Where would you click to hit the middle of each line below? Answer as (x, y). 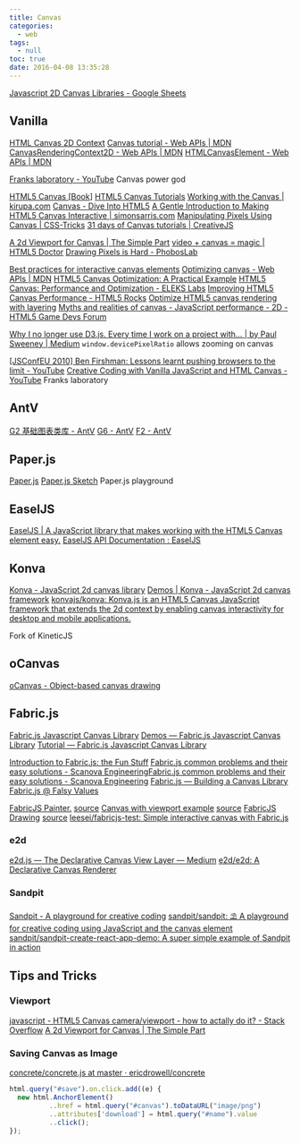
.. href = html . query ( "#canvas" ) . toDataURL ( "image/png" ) (155, 1106)
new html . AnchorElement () (66, 1097)
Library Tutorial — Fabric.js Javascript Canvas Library (108, 745)
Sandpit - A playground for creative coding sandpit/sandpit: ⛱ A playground (149, 916)
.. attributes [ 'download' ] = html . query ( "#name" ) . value (153, 1114)
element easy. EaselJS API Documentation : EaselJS (105, 540)
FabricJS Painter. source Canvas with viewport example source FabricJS (143, 807)
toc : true (28, 59)
